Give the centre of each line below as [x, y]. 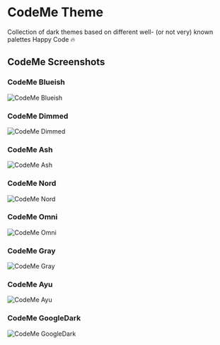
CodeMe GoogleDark [44, 318]
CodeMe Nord [32, 183]
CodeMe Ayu [30, 285]
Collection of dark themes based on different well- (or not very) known [110, 32]
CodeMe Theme [56, 12]
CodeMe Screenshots [56, 62]
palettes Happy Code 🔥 [41, 39]
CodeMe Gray [31, 250]
